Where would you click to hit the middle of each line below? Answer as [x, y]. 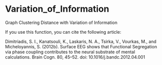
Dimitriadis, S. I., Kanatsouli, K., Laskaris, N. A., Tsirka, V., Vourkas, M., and [81, 41]
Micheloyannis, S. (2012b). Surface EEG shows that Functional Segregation [81, 46]
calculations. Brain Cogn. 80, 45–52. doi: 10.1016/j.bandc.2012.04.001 [75, 57]
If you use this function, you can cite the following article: [63, 32]
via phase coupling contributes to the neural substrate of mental [70, 52]
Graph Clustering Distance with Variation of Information [61, 22]
